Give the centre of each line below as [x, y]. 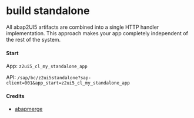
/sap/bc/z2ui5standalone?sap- [54, 78]
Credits [15, 96]
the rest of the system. [34, 39]
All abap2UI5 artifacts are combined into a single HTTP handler [83, 27]
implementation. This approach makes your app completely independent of [97, 33]
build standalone [48, 11]
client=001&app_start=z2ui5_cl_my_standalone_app [68, 83]
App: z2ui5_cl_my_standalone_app [47, 66]
